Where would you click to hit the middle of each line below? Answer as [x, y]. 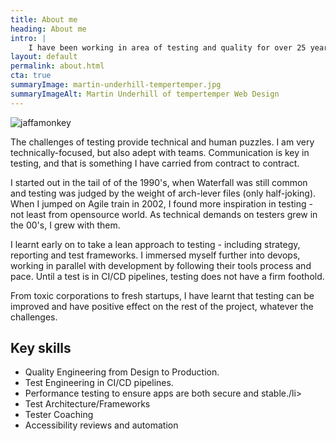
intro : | [28, 38]
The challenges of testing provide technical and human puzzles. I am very [162, 142]
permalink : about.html [57, 66]
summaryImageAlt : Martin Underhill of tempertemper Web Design [145, 94]
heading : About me [48, 29]
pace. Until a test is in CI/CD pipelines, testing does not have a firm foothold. [167, 276]
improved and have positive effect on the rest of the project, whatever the [162, 306]
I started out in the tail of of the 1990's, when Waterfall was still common [159, 182]
